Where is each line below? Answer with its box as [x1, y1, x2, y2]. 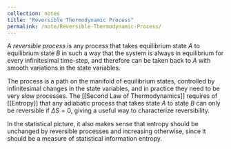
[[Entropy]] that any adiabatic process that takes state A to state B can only [7, 99, 221, 108]
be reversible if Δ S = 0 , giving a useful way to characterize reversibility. [7, 106, 210, 115]
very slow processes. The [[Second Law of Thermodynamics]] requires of [7, 92, 218, 100]
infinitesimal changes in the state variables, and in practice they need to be [7, 84, 221, 93]
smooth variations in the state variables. [7, 63, 121, 72]
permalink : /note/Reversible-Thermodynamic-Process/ [7, 23, 162, 30]
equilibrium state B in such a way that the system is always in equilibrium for [7, 49, 224, 57]
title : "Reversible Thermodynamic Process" [7, 17, 134, 23]
